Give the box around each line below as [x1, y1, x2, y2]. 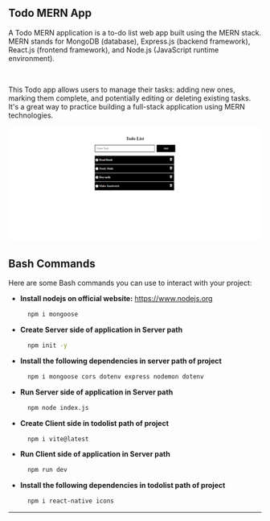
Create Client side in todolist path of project [19, 418, 170, 428]
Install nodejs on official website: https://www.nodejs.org [19, 294, 213, 304]
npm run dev [27, 466, 67, 474]
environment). [8, 53, 55, 63]
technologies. [8, 110, 54, 120]
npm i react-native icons [27, 497, 114, 506]
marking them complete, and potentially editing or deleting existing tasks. [8, 93, 252, 103]
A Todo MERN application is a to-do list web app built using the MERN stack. [8, 27, 262, 37]
